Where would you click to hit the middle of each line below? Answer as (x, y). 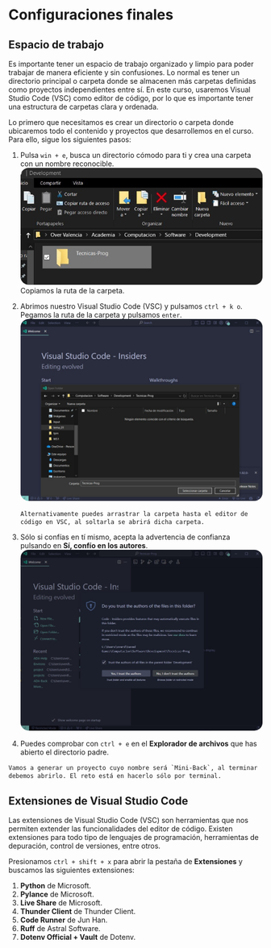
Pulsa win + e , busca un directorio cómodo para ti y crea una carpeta (135, 155)
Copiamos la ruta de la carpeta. (72, 291)
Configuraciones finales (91, 15)
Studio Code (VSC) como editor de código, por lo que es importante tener (131, 98)
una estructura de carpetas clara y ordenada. (83, 107)
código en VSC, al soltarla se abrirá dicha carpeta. (112, 522)
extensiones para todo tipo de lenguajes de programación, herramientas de (134, 838)
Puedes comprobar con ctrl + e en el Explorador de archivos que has (138, 744)
